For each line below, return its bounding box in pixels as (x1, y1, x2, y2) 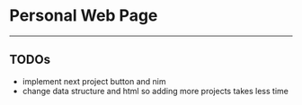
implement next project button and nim (22, 75, 166, 86)
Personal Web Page (9, 5, 158, 26)
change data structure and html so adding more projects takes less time (22, 85, 289, 96)
